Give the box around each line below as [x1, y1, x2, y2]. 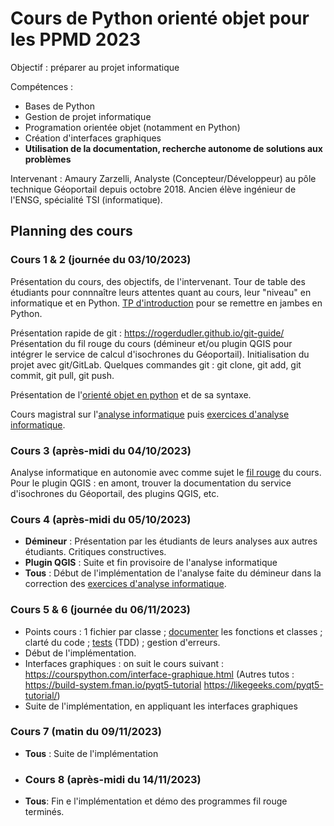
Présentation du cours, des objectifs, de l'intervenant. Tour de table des [10, 275, 306, 287]
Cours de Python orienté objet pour [10, 7, 310, 30]
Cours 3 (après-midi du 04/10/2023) [10, 443, 192, 457]
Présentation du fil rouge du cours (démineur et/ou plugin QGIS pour [10, 337, 293, 349]
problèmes [24, 153, 72, 165]
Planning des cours [10, 223, 133, 240]
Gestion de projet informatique [24, 110, 152, 122]
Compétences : [10, 80, 74, 92]
